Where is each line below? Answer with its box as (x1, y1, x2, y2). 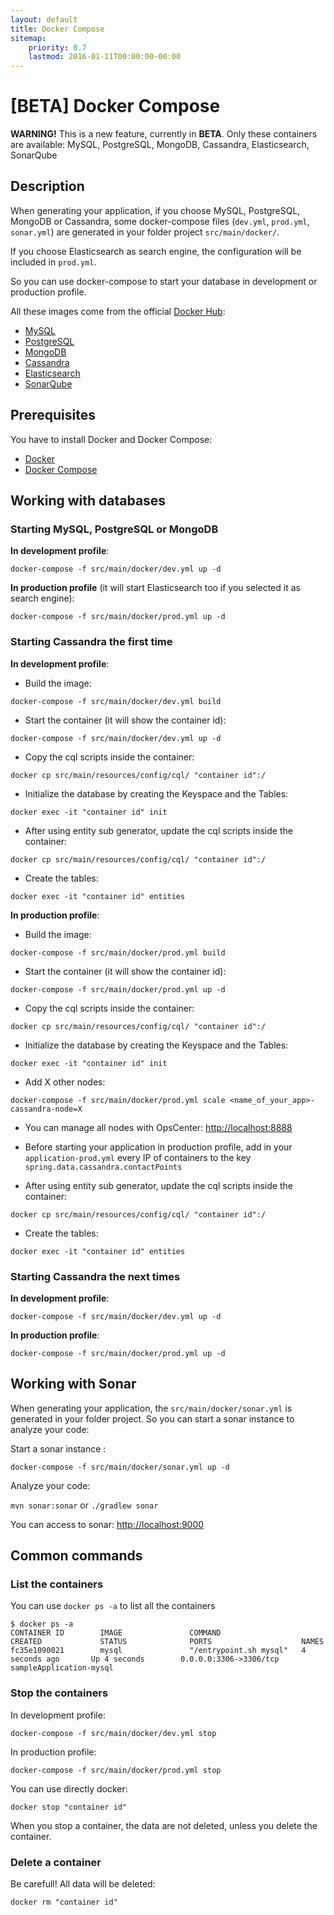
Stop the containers (10, 1686, 109, 1700)
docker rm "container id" (10, 1897, 118, 1908)
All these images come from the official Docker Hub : (10, 305, 226, 317)
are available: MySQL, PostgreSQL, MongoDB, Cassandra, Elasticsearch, (10, 139, 310, 151)
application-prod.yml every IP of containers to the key (24, 1151, 252, 1163)
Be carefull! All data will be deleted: (10, 1878, 156, 1890)
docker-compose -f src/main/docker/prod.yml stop (10, 1765, 222, 1775)
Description (10, 178, 85, 195)
